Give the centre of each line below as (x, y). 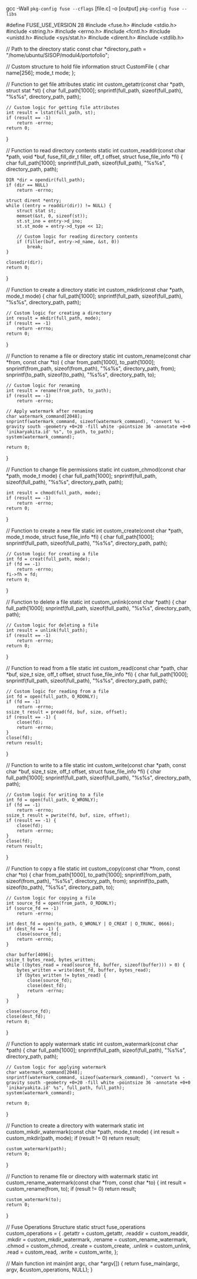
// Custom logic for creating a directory (59, 313)
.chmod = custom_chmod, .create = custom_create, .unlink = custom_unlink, (98, 1246)
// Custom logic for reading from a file (58, 691)
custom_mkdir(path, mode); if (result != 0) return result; (73, 1138)
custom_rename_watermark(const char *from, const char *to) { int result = (96, 1183)
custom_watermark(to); (34, 1200)
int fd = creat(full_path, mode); (49, 559)
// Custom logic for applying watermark (56, 1067)
